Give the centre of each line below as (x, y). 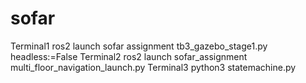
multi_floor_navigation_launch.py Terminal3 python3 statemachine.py (153, 67)
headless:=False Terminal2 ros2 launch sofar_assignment (129, 56)
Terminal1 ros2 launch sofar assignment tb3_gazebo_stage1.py (139, 46)
